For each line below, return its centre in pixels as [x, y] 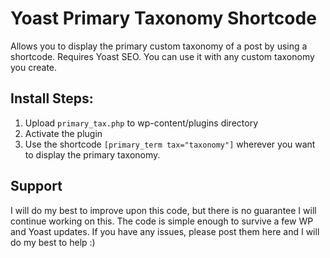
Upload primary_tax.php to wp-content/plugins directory [141, 123]
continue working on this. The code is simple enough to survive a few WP [162, 221]
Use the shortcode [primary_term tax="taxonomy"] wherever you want [170, 144]
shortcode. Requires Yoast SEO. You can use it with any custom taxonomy [162, 56]
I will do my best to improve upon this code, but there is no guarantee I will [163, 210]
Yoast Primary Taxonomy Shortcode [163, 18]
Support [36, 186]
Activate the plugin [63, 133]
